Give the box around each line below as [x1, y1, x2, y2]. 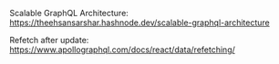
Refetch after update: [9, 35, 89, 45]
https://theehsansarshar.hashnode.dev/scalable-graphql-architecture [9, 17, 271, 28]
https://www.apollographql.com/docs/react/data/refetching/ [9, 44, 235, 55]
